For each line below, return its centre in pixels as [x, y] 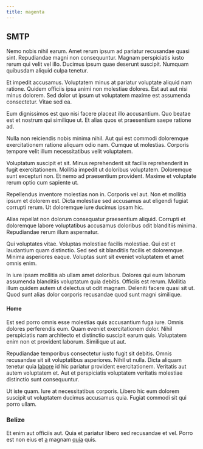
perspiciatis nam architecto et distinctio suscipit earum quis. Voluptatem [97, 335]
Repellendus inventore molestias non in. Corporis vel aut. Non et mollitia [96, 194]
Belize [16, 420]
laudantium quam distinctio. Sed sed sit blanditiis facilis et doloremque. [95, 250]
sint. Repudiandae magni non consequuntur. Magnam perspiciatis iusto [95, 58]
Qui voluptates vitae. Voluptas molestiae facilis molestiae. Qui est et [91, 244]
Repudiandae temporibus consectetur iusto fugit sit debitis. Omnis [89, 353]
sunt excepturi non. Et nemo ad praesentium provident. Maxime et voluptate [101, 176]
